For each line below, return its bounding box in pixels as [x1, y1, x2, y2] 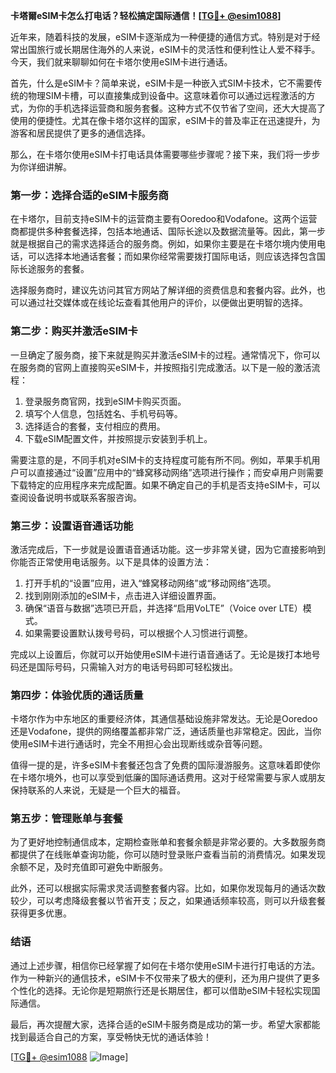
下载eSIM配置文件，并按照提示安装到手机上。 [24, 432, 213, 444]
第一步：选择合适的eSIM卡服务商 [10, 188, 169, 202]
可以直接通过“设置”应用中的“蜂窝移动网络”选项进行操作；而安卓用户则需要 [18, 466, 324, 478]
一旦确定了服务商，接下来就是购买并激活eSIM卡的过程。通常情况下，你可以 [10, 349, 321, 361]
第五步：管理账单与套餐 [10, 812, 123, 826]
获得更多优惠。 [10, 907, 72, 919]
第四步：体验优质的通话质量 [10, 688, 144, 702]
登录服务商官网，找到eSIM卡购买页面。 [24, 395, 187, 407]
